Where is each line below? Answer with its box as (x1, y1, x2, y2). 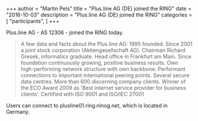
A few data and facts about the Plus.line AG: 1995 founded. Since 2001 (20, 41, 193, 47)
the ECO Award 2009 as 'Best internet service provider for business (20, 84, 186, 91)
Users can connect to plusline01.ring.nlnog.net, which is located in (6, 102, 168, 109)
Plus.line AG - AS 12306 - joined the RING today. (6, 29, 124, 36)
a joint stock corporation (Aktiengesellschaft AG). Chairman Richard (20, 47, 186, 54)
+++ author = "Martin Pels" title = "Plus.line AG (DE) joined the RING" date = (6, 5, 192, 12)
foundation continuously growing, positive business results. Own (20, 59, 178, 66)
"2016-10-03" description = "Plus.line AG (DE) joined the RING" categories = (6, 11, 193, 18)
